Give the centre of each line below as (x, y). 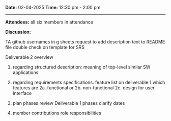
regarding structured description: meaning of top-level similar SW (81, 67)
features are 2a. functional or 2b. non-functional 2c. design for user (83, 88)
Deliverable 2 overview (29, 57)
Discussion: (18, 32)
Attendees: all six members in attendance (49, 22)
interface (22, 93)
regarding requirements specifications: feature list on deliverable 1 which (89, 82)
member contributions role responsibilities (57, 113)
